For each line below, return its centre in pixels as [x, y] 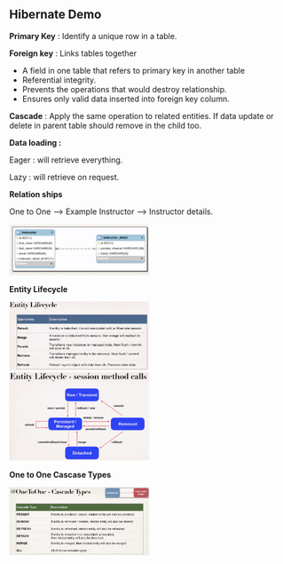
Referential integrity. [59, 80]
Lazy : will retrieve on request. [64, 177]
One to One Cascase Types [60, 475]
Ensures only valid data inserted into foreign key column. [126, 99]
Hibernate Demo [55, 15]
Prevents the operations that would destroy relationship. [125, 89]
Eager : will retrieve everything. [66, 160]
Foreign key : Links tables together [73, 53]
